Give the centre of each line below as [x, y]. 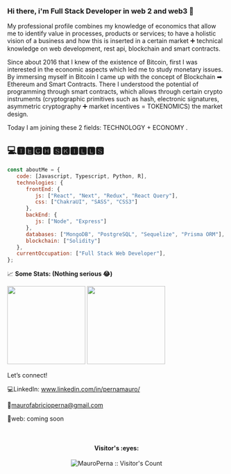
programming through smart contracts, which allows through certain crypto [115, 92]
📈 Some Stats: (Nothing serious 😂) [60, 274]
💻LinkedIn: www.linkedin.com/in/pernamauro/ [74, 389]
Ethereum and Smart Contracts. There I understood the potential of [103, 84]
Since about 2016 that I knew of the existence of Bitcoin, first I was [102, 62]
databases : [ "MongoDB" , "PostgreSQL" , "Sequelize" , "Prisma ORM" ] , [125, 234]
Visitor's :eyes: [117, 448]
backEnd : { [41, 215]
